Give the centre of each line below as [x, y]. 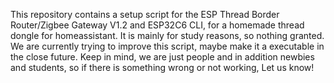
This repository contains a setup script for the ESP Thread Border [145, 14]
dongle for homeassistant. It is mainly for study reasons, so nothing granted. [167, 35]
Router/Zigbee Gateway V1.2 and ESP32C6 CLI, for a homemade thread [157, 25]
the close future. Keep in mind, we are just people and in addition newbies [162, 57]
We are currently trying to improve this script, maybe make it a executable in [167, 46]
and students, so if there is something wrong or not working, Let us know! [162, 67]
